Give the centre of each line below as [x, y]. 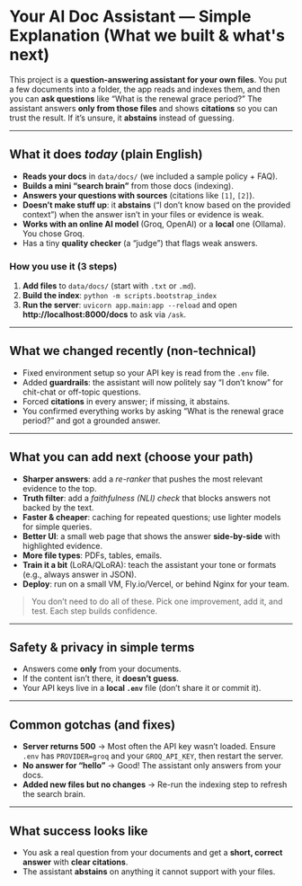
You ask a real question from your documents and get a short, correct [152, 853]
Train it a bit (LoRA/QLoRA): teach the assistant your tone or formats [149, 564]
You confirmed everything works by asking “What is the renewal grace [153, 411]
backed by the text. [58, 507]
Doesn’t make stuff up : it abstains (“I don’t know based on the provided [156, 205]
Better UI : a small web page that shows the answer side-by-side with [151, 536]
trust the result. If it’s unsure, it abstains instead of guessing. [122, 118]
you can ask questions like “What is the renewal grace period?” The [136, 98]
